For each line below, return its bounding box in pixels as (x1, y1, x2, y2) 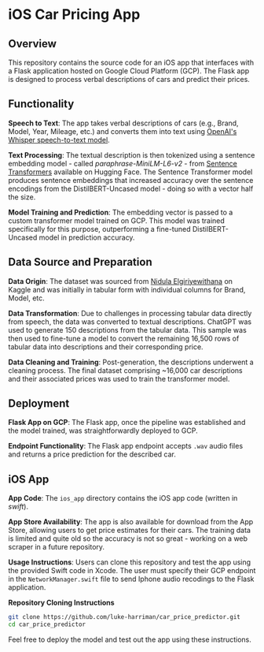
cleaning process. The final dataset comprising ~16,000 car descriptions (8, 365, 243, 375)
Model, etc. (8, 293, 45, 303)
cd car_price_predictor (8, 620, 86, 628)
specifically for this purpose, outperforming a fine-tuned (8, 224, 191, 233)
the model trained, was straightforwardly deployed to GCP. (8, 426, 198, 435)
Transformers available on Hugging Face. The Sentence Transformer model (8, 167, 253, 177)
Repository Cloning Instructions (8, 598, 115, 608)
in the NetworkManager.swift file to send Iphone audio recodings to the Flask (8, 574, 255, 584)
